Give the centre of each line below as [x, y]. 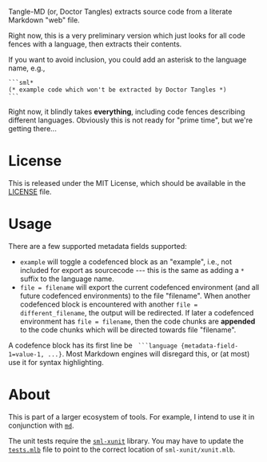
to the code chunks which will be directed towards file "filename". [128, 329]
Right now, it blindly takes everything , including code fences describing [127, 112]
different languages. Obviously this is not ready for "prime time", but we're [131, 120]
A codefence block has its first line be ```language [93, 345]
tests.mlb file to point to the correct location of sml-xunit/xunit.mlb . [122, 449]
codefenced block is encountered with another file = [109, 304]
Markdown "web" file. [44, 20]
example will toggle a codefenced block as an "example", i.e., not [126, 261]
